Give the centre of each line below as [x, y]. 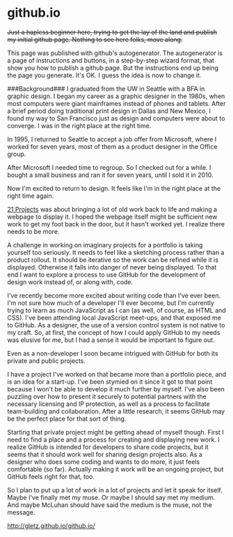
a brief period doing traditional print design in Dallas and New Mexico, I [109, 111]
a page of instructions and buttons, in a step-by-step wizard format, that [111, 60]
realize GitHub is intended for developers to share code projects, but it [108, 446]
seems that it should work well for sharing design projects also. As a [105, 454]
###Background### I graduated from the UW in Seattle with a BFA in [106, 88]
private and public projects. [46, 361]
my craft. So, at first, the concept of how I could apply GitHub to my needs [114, 332]
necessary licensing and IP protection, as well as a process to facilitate [109, 404]
